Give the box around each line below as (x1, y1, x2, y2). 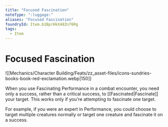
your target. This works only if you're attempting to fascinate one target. (5, 96, 156, 102)
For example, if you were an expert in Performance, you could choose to (5, 106, 157, 112)
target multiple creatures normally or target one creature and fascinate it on (5, 111, 163, 117)
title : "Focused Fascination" (5, 7, 70, 13)
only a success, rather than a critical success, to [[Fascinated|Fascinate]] (5, 90, 158, 97)
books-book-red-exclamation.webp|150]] (5, 75, 92, 82)
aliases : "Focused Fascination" (5, 17, 74, 22)
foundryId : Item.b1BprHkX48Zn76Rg (5, 21, 79, 27)
